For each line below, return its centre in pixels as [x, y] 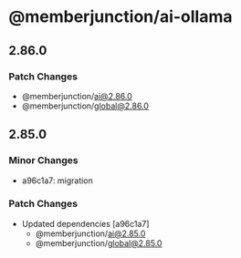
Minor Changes [43, 160]
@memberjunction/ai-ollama [120, 17]
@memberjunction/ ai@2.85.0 [90, 233]
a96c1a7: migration [57, 181]
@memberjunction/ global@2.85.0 [99, 243]
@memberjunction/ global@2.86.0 [85, 106]
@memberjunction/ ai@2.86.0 [77, 96]
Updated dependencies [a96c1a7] [85, 223]
